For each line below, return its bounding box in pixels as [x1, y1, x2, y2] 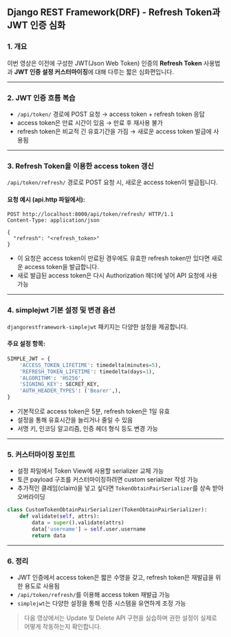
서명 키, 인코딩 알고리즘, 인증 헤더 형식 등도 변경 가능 [16, 424, 158, 433]
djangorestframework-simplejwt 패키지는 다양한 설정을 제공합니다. [7, 322, 188, 331]
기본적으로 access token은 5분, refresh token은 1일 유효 [16, 407, 170, 415]
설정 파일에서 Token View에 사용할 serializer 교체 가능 [16, 467, 164, 475]
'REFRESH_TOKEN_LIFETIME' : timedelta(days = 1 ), [19, 368, 155, 375]
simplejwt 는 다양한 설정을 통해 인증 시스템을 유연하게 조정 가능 [16, 599, 186, 607]
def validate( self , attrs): [19, 513, 100, 520]
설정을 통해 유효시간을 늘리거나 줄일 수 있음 [16, 416, 133, 424]
